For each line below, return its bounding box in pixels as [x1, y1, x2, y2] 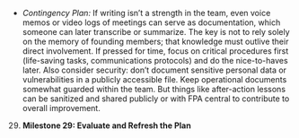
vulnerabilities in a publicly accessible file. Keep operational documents [22, 74, 287, 84]
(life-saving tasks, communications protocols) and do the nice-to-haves [22, 56, 289, 65]
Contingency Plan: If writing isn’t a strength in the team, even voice [22, 8, 271, 18]
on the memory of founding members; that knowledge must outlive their [22, 36, 289, 47]
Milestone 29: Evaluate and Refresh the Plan [22, 120, 191, 131]
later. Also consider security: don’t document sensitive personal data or [22, 65, 287, 75]
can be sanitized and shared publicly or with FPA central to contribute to [22, 93, 290, 104]
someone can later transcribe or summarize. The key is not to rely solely [22, 27, 290, 37]
